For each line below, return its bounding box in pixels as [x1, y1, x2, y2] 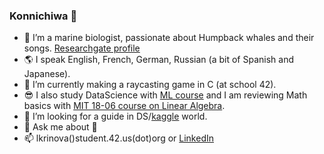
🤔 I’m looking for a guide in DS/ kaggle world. [23, 110, 208, 123]
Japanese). [23, 68, 71, 80]
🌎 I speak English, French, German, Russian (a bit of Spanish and [23, 54, 294, 66]
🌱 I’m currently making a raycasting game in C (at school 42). [23, 79, 277, 91]
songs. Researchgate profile [23, 42, 141, 54]
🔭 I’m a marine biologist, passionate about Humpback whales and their [23, 32, 315, 44]
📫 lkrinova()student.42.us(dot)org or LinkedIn [23, 132, 214, 144]
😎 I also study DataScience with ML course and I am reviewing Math [23, 89, 308, 101]
